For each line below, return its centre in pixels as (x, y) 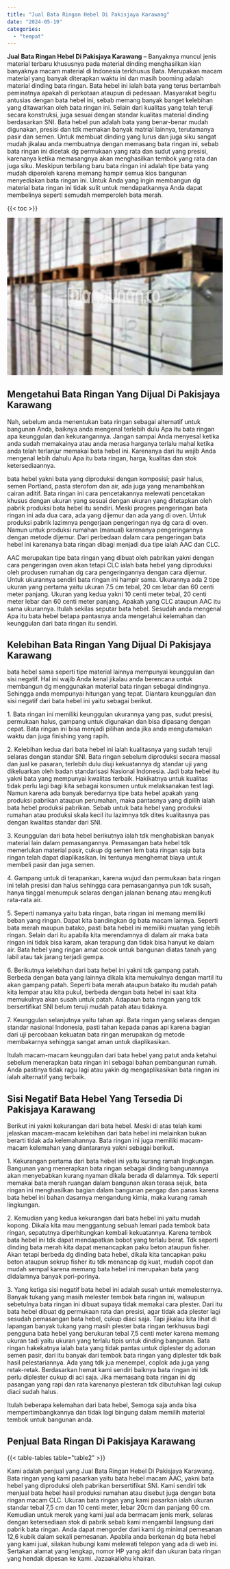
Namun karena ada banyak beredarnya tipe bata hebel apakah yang (103, 793)
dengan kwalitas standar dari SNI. (55, 823)
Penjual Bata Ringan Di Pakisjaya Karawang (101, 1441)
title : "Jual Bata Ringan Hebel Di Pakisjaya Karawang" (88, 14)
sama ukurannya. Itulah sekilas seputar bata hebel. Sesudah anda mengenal (114, 609)
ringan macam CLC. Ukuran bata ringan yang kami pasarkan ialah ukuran (110, 1500)
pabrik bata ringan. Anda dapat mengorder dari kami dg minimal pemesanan (115, 1529)
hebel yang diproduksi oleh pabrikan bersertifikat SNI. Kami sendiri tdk (107, 1486)
